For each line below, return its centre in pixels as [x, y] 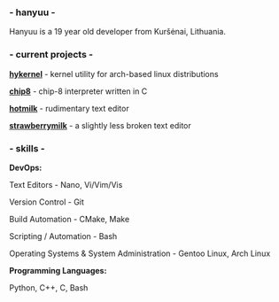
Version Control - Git [46, 202]
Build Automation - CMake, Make [70, 219]
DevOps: [26, 167]
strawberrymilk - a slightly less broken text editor [101, 125]
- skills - [27, 148]
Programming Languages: [58, 270]
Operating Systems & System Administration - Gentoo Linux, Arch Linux [140, 253]
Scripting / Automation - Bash [63, 236]
